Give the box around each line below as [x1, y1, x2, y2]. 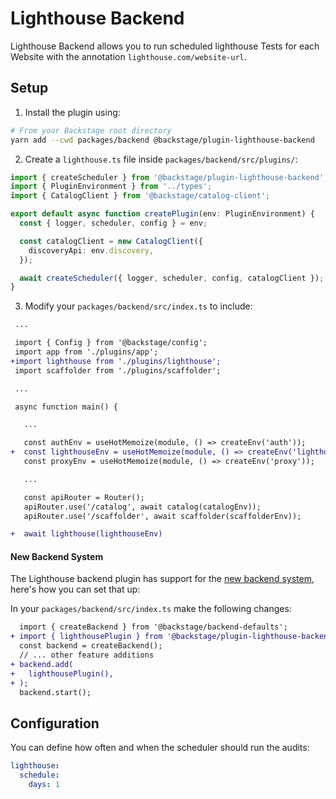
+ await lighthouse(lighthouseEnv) [10, 529, 163, 539]
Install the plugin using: [24, 106, 121, 118]
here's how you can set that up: [10, 583, 141, 596]
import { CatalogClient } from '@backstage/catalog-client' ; [10, 191, 271, 201]
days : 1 [28, 780, 60, 790]
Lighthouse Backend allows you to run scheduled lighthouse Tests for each [10, 40, 320, 52]
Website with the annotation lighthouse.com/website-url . [10, 50, 247, 62]
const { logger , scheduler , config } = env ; [19, 218, 208, 228]
